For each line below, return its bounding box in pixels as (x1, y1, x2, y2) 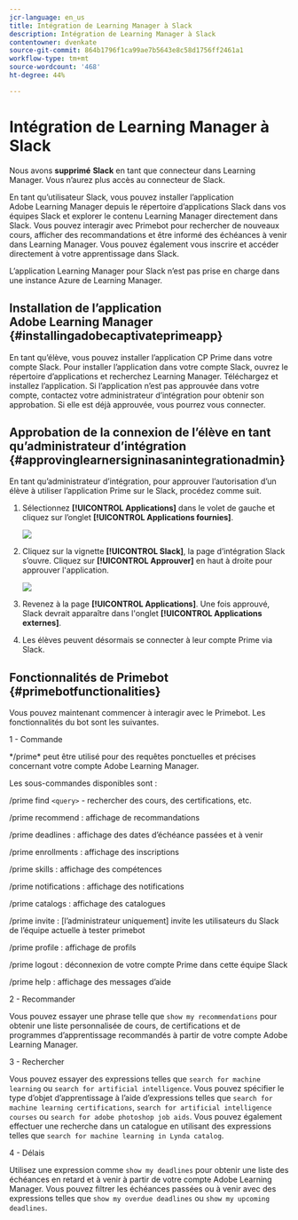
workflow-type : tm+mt (9, 54, 90, 63)
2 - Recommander (9, 994, 75, 1004)
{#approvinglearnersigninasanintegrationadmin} (9, 452, 286, 467)
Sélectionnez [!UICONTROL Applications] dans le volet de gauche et (21, 503, 276, 513)
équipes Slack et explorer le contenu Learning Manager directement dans (9, 210, 278, 221)
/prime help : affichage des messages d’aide (9, 977, 171, 987)
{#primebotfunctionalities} (9, 684, 161, 699)
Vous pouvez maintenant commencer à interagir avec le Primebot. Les (9, 708, 266, 718)
